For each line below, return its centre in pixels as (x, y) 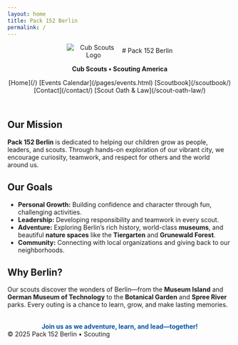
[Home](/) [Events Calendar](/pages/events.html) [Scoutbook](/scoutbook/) (120, 83)
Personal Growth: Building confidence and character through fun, (115, 204)
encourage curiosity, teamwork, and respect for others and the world (109, 157)
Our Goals (30, 187)
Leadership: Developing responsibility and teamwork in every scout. (118, 219)
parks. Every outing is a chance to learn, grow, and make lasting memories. (118, 305)
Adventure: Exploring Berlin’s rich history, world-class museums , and (120, 227)
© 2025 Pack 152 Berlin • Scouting (59, 334)
